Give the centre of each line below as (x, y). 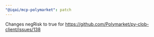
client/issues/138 (23, 29)
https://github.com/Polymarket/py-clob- (107, 24)
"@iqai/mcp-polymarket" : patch (38, 10)
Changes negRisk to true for (35, 24)
